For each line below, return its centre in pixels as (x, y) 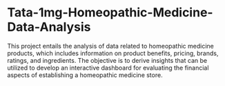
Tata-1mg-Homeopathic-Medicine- (110, 13)
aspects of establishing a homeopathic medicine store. (85, 75)
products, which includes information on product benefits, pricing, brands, (113, 53)
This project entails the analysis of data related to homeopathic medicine (110, 46)
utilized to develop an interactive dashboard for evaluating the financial (108, 68)
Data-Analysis (49, 27)
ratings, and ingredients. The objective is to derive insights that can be (107, 60)
